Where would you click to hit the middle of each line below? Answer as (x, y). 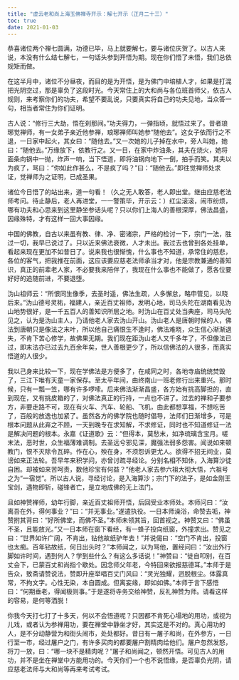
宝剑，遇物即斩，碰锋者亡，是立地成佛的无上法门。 (82, 487)
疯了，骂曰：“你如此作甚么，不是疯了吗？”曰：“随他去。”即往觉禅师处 (114, 168)
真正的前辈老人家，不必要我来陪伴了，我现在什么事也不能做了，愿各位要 (126, 270)
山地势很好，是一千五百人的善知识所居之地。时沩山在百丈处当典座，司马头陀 (119, 312)
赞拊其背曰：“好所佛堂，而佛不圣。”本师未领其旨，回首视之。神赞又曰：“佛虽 (119, 520)
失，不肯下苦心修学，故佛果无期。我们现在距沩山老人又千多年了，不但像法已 (119, 338)
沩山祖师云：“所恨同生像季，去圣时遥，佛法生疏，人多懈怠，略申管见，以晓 (118, 294)
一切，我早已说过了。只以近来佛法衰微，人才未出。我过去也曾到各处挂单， (122, 243)
